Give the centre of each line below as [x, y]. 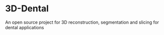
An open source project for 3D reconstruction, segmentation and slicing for [82, 22]
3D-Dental [27, 9]
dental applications [25, 27]
